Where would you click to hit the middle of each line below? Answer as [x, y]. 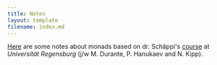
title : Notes [27, 14]
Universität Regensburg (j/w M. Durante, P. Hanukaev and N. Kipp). [105, 54]
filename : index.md [36, 27]
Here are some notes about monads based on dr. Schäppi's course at [108, 47]
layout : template [33, 20]
